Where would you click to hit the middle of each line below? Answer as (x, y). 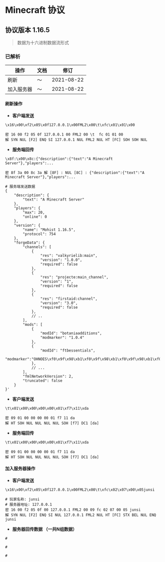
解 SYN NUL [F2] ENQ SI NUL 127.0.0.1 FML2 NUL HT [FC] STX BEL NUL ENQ (81, 515)
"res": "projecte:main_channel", (74, 277)
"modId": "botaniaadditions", (71, 333)
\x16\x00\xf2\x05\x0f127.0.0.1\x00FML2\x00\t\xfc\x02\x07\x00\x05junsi (80, 490)
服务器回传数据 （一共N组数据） (44, 529)
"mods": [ (33, 324)
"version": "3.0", (59, 303)
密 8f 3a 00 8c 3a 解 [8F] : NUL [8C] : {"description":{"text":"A (75, 173)
